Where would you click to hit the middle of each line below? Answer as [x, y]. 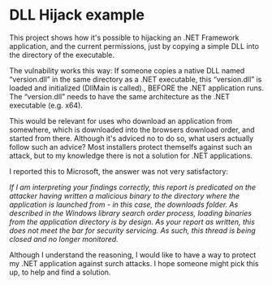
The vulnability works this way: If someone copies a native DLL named [127, 70]
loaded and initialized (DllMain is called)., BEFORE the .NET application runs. [137, 88]
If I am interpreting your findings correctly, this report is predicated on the [133, 187]
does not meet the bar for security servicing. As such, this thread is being [133, 230]
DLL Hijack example [77, 15]
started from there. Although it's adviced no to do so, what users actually [132, 138]
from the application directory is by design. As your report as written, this [132, 221]
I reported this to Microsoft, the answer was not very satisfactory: [119, 171]
